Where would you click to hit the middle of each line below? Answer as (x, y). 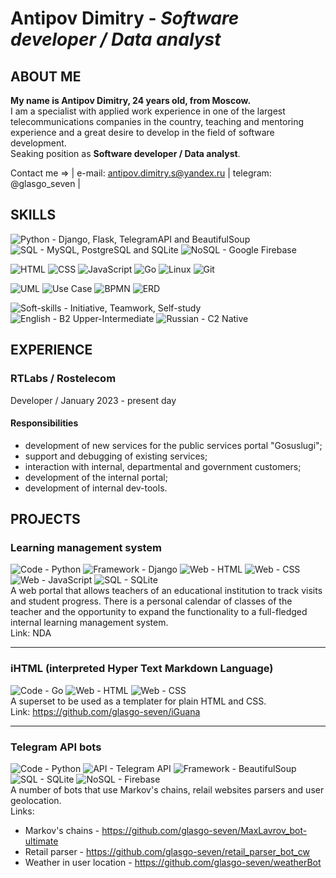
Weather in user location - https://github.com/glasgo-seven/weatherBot (173, 862)
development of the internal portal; (96, 477)
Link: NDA (31, 633)
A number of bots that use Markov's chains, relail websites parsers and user (167, 789)
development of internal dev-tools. (96, 488)
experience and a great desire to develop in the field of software (142, 132)
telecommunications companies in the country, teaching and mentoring (157, 121)
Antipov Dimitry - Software (125, 18)
